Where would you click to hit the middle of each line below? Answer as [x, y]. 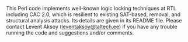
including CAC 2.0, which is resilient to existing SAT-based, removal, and [93, 14]
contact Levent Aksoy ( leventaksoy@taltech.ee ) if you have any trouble [92, 26]
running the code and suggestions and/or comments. [70, 33]
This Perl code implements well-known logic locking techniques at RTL [91, 8]
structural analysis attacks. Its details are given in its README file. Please [94, 20]
